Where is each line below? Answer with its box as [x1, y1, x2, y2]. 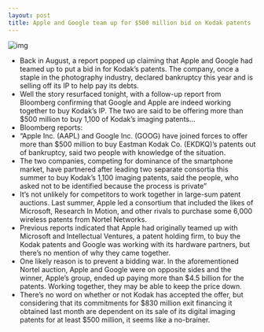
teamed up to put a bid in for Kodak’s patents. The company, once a [19, 64, 240, 73]
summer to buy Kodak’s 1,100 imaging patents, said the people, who [19, 172, 239, 182]
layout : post [8, 11, 51, 20]
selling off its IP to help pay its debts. [19, 80, 139, 90]
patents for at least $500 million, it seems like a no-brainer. [19, 315, 211, 324]
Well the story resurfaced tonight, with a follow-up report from [19, 89, 222, 98]
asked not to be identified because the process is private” [19, 181, 207, 190]
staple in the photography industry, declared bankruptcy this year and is [19, 72, 254, 82]
